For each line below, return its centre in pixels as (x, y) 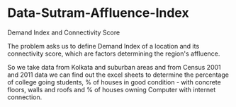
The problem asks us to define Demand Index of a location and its (103, 46)
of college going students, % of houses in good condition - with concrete (114, 82)
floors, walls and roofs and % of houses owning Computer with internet (112, 89)
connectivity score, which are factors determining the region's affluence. (114, 53)
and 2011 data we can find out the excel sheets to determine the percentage (118, 75)
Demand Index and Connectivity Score (64, 32)
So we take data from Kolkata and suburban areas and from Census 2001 (114, 67)
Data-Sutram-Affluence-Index (98, 13)
